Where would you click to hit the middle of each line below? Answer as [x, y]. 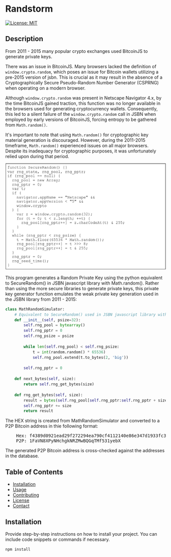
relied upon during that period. [37, 156]
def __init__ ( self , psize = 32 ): [48, 320]
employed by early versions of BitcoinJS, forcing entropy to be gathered [81, 119]
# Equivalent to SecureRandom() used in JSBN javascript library [85, 315]
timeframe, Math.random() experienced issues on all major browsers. [77, 145]
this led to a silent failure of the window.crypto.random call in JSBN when [81, 114]
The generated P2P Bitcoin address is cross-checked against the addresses [85, 451]
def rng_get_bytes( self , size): [49, 395]
